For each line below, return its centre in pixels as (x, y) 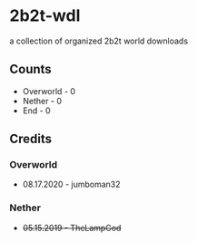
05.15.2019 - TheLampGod (72, 227)
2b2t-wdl (45, 16)
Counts (30, 69)
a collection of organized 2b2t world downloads (99, 41)
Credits (31, 139)
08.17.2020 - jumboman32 (71, 184)
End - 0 (37, 111)
